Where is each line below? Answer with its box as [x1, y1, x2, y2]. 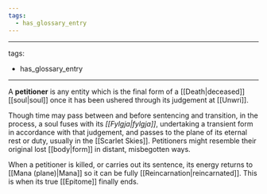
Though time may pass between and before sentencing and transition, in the [8, 111, 258, 120]
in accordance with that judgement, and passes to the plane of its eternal [8, 127, 248, 137]
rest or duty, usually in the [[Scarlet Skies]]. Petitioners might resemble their [8, 136, 257, 145]
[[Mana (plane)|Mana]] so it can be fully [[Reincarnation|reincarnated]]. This [8, 168, 257, 177]
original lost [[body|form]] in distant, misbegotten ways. [8, 144, 191, 153]
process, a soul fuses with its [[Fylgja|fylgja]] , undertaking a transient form [8, 118, 253, 128]
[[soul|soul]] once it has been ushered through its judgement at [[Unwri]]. [8, 95, 249, 104]
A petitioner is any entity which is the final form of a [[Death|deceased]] [8, 87, 245, 96]
